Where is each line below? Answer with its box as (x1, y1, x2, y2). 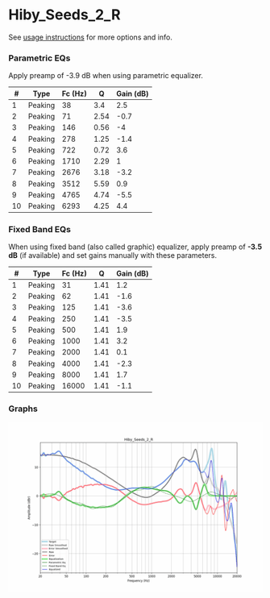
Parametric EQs (8, 52, 71, 64)
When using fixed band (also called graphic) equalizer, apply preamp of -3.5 (8, 242, 263, 251)
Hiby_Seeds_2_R (8, 6, 121, 24)
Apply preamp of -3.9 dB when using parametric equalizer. (8, 71, 204, 81)
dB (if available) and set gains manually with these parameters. (8, 251, 218, 260)
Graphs (8, 403, 38, 414)
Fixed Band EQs (8, 223, 71, 235)
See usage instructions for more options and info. (8, 32, 173, 42)
